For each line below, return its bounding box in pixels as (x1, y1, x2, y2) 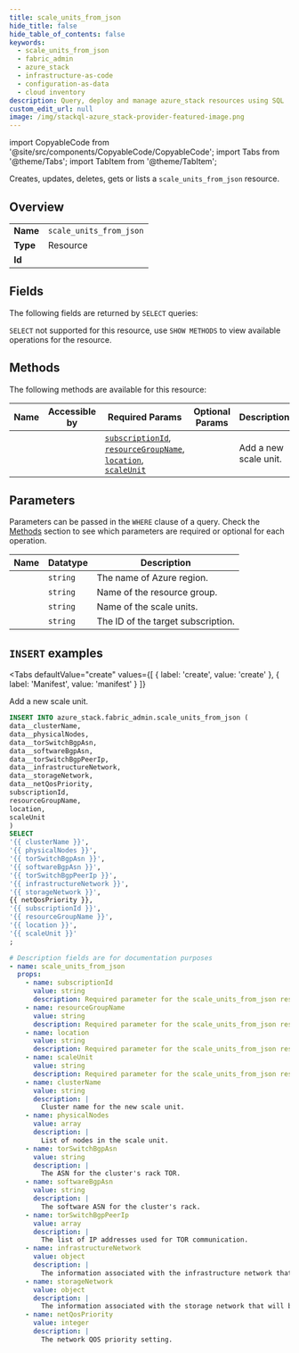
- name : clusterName (25, 1077, 101, 1087)
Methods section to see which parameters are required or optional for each (9, 526, 285, 536)
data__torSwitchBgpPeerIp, (9, 755, 109, 764)
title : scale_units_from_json (9, 12, 122, 22)
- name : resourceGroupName (25, 1003, 125, 1012)
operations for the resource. (9, 334, 113, 344)
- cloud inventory (17, 87, 86, 96)
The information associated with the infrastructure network (41, 1268, 273, 1277)
